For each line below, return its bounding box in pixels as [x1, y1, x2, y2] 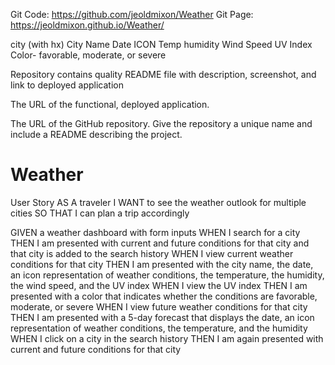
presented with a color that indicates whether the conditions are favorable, [10, 290, 318, 302]
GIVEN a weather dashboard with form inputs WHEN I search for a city [10, 226, 301, 238]
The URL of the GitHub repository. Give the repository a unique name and [10, 118, 313, 129]
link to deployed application [10, 79, 124, 91]
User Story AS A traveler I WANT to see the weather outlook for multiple [10, 196, 307, 208]
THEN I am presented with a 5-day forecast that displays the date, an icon [10, 311, 315, 323]
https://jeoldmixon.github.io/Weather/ [10, 19, 165, 31]
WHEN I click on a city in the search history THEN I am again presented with [10, 332, 324, 344]
